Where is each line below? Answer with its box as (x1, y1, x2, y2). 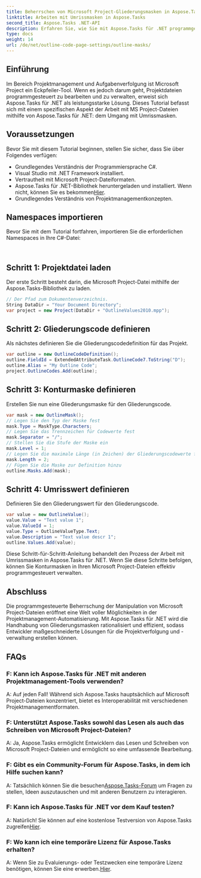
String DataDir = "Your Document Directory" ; (6, 301, 121, 308)
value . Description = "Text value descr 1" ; (6, 533, 117, 540)
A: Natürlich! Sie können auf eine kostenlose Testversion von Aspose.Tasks (6, 816, 192, 824)
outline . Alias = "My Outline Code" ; (6, 362, 98, 368)
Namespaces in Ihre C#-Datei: (6, 234, 81, 242)
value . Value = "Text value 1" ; (6, 517, 84, 523)
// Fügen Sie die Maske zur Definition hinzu (6, 462, 121, 468)
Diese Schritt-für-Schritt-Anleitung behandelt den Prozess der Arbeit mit (6, 550, 185, 557)
